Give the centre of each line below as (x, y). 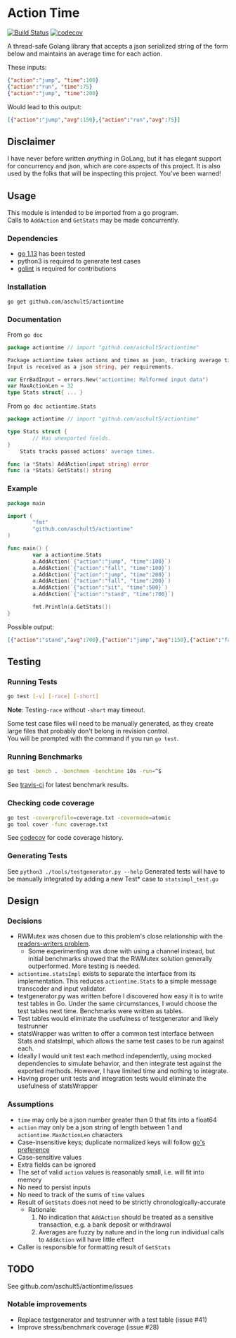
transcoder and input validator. (62, 989)
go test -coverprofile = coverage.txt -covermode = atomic (89, 818)
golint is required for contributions (67, 268)
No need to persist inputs (54, 1187)
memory (29, 1179)
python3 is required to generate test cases (79, 261)
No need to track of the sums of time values (81, 1194)
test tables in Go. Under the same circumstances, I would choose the (117, 1004)
